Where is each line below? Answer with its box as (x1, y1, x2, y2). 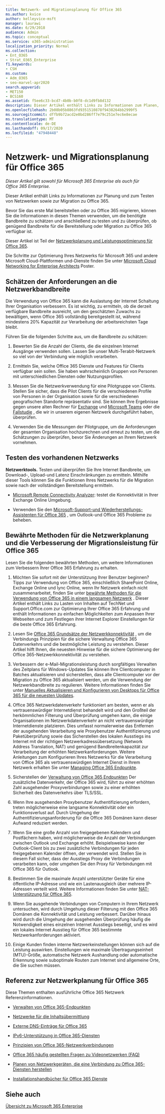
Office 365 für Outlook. (12, 866, 60, 872)
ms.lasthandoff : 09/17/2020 (5, 126, 63, 131)
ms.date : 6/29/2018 (5, 26, 46, 30)
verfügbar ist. (5, 229, 33, 235)
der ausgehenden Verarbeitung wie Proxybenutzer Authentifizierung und (12, 728, 160, 734)
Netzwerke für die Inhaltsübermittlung (12, 1014, 90, 1020)
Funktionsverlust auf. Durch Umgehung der (12, 809, 100, 815)
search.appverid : (5, 84, 41, 90)
